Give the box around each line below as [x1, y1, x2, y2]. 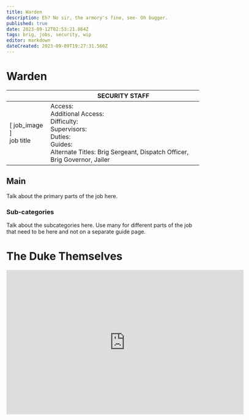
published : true [6, 20, 48, 26]
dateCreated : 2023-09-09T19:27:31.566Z [6, 43, 108, 50]
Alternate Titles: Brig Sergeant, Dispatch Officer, [50, 147, 189, 156]
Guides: [50, 140, 73, 149]
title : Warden [6, 9, 43, 15]
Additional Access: [50, 109, 104, 118]
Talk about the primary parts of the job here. [6, 192, 118, 199]
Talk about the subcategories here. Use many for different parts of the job [6, 221, 193, 229]
